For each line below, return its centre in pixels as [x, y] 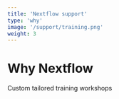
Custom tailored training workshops [60, 88]
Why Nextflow [51, 69]
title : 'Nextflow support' [47, 14]
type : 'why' [25, 21]
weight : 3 [22, 34]
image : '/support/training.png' [55, 27]
